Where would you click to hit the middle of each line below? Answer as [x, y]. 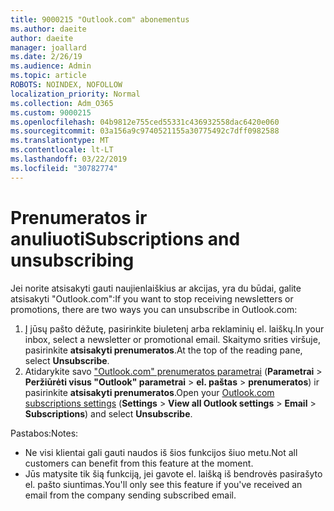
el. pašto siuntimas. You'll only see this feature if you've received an [163, 484]
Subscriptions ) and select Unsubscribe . [108, 413]
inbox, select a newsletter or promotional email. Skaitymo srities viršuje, [172, 339]
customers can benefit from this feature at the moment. [139, 463]
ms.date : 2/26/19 [46, 57]
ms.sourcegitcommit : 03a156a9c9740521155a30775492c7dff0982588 [145, 131]
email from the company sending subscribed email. [130, 495]
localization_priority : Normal [75, 94]
